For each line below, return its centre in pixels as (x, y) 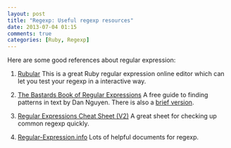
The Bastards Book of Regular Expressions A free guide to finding (113, 95)
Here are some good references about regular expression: (92, 60)
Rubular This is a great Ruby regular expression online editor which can (121, 74)
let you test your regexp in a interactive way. (82, 81)
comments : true (30, 33)
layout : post (26, 14)
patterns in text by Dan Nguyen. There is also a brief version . (106, 102)
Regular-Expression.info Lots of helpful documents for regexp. (108, 137)
